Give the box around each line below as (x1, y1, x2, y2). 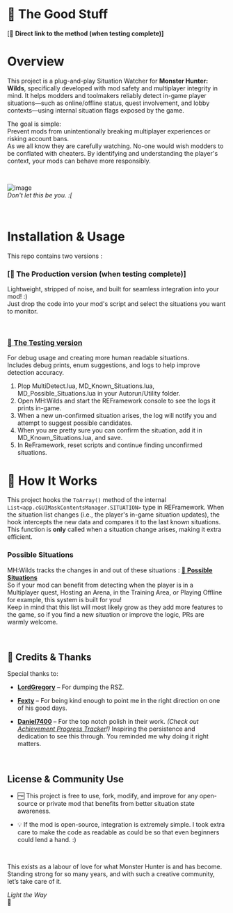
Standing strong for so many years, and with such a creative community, (7, 870, 216, 878)
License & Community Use (7, 773, 124, 785)
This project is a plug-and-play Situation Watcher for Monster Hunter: (7, 76, 209, 85)
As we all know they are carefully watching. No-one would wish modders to (7, 142, 224, 150)
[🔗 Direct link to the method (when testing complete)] (7, 29, 164, 38)
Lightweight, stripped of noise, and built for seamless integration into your (7, 285, 219, 293)
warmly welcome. (7, 617, 58, 626)
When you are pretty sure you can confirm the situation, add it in (17, 426, 203, 435)
